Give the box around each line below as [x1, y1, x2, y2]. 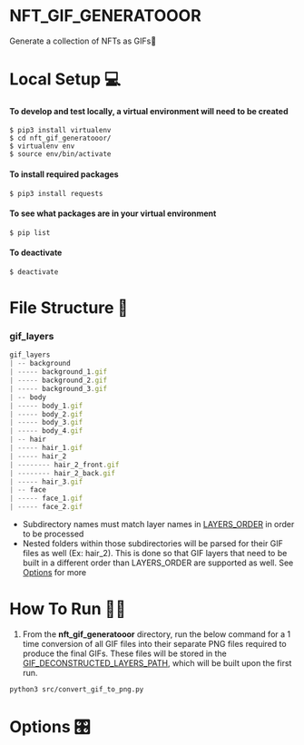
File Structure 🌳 [9, 298, 129, 319]
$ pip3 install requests [9, 189, 103, 198]
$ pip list [9, 228, 51, 237]
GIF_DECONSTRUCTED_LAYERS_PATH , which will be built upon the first [22, 657, 292, 668]
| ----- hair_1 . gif [9, 444, 83, 453]
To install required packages [9, 169, 120, 180]
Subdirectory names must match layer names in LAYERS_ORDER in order [22, 519, 295, 530]
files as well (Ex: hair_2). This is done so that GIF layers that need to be [22, 548, 288, 559]
